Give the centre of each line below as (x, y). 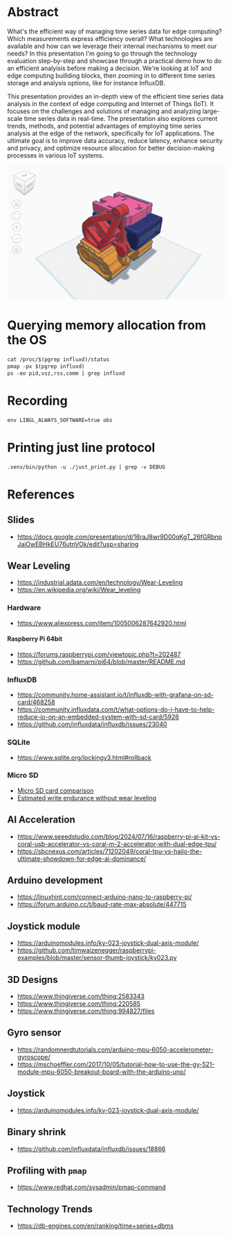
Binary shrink (37, 1132)
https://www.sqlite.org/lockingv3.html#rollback (84, 757)
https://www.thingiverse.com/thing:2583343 (81, 996)
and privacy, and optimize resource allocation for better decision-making (111, 148)
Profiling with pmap (47, 1170)
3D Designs (33, 979)
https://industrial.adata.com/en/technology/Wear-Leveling (100, 582)
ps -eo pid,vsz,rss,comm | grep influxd (66, 373)
